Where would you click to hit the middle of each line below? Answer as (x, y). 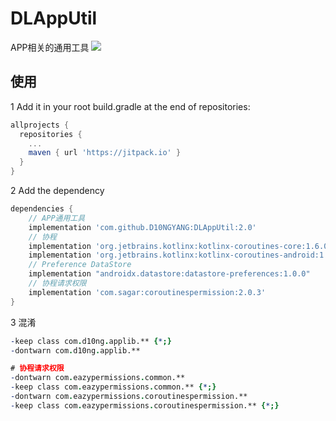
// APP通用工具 (57, 218)
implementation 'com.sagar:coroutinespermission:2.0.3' (147, 292)
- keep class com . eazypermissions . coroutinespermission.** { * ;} (145, 405)
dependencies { (42, 209)
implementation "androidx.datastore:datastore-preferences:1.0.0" (169, 274)
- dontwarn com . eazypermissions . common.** (98, 378)
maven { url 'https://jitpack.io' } (105, 153)
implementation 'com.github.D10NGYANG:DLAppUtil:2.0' (142, 227)
